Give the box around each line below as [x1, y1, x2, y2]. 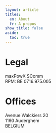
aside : [5, 30, 19, 35]
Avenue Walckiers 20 [5, 112, 49, 118]
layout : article [5, 7, 39, 12]
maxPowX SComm [5, 73, 43, 79]
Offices [5, 96, 36, 107]
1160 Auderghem [5, 118, 40, 124]
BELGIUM [5, 123, 25, 129]
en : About [9, 16, 30, 21]
